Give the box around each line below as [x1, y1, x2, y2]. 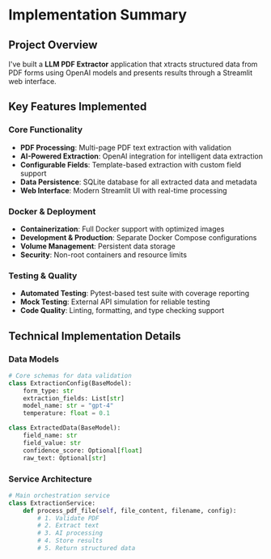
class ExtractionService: [8, 499, 95, 507]
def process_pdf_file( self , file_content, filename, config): [23, 506, 237, 515]
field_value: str [23, 438, 82, 447]
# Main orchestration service [8, 491, 111, 499]
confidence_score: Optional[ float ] [23, 447, 143, 455]
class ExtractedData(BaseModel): [8, 424, 121, 432]
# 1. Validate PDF [37, 514, 100, 523]
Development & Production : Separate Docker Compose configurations [19, 232, 257, 242]
